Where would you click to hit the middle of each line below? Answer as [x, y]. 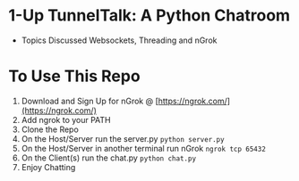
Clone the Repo [50, 129]
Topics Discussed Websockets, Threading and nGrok [119, 40]
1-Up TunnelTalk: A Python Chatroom [149, 16]
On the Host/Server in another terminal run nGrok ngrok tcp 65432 [143, 148]
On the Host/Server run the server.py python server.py [123, 138]
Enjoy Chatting [48, 167]
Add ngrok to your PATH [66, 119]
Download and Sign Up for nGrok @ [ [90, 101]
